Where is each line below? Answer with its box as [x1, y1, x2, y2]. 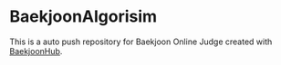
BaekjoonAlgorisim [9, 6, 158, 27]
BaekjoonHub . [9, 45, 63, 56]
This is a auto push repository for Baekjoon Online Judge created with [9, 36, 273, 47]
